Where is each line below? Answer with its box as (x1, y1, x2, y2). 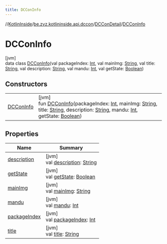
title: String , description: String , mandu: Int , (38, 107, 138, 114)
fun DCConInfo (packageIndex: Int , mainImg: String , (38, 100, 158, 107)
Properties (5, 129, 39, 138)
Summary (59, 144, 83, 151)
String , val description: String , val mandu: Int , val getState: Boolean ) (5, 65, 144, 71)
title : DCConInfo (5, 7, 41, 12)
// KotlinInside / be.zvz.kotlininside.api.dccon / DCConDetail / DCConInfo (5, 21, 146, 27)
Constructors (5, 80, 48, 88)
